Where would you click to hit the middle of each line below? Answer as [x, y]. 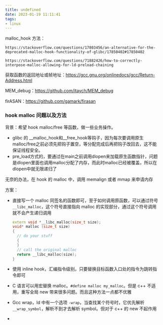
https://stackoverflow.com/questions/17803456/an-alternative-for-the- [80, 48]
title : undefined [23, 10]
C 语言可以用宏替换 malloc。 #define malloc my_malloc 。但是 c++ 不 [82, 286]
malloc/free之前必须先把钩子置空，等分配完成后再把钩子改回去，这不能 [84, 144]
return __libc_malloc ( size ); [47, 254]
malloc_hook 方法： [25, 38]
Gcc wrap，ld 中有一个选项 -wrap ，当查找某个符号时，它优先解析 [78, 303]
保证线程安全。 [27, 150]
